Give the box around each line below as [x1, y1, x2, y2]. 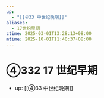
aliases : [6, 20, 28, 26]
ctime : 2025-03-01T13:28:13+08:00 [6, 31, 92, 37]
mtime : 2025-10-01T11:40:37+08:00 [6, 36, 92, 42]
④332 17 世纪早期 [6, 64, 98, 77]
